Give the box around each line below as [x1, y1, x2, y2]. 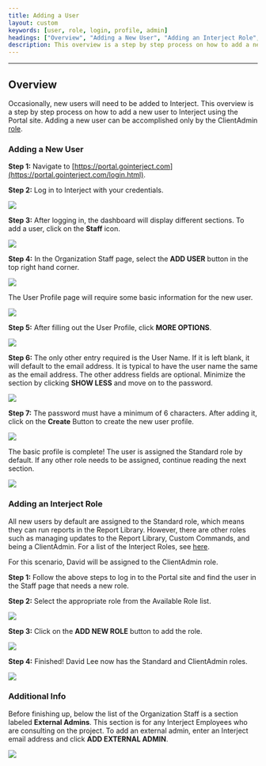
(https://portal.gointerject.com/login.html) [8, 170, 144, 180]
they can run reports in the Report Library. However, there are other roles [8, 525, 247, 534]
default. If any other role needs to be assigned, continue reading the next [8, 456, 247, 465]
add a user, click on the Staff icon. [8, 224, 120, 233]
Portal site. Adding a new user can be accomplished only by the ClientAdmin [8, 116, 258, 125]
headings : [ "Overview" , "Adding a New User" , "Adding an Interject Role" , [8, 33, 260, 42]
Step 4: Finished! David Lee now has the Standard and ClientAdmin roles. [8, 656, 248, 666]
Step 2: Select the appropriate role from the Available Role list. [8, 596, 211, 605]
